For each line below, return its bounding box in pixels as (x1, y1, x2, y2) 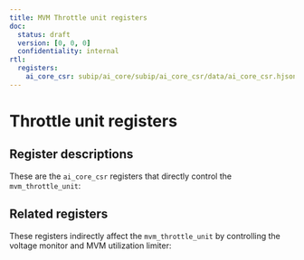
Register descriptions (9, 146, 134, 162)
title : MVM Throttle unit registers (9, 13, 147, 23)
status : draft (17, 30, 71, 39)
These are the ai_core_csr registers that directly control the (9, 171, 233, 181)
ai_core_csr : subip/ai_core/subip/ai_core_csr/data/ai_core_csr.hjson (25, 72, 298, 81)
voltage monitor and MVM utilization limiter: (9, 240, 172, 251)
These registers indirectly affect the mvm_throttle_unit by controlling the (9, 230, 280, 241)
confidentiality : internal (17, 47, 119, 56)
